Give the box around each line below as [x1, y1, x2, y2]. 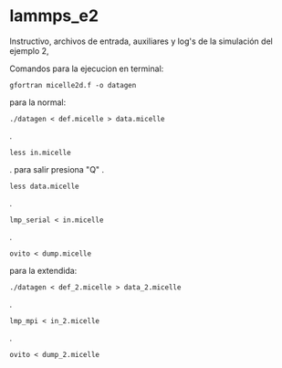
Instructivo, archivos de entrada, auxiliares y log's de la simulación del [9, 36, 274, 47]
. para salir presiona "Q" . [9, 163, 105, 174]
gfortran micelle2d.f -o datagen [9, 80, 137, 89]
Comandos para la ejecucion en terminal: [9, 63, 164, 74]
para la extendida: [9, 265, 78, 276]
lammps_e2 [9, 5, 99, 26]
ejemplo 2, [9, 45, 49, 56]
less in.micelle [9, 148, 71, 157]
